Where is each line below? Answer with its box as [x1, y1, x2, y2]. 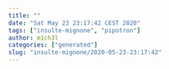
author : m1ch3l [8, 33, 59, 42]
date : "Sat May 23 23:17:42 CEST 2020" [8, 19, 141, 27]
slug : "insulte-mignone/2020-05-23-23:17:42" [8, 48, 162, 56]
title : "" [8, 11, 41, 20]
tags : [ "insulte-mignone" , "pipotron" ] [8, 26, 141, 34]
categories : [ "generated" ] [8, 41, 98, 49]
